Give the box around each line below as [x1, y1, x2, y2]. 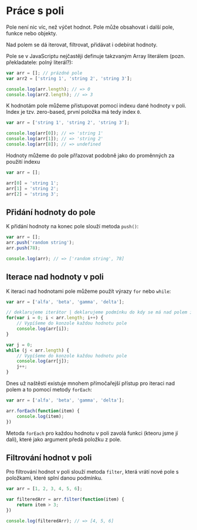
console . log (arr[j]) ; [16, 358, 69, 364]
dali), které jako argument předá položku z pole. [6, 436, 122, 443]
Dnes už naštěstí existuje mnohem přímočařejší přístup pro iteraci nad [6, 380, 175, 387]
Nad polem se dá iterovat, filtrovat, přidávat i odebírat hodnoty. [6, 41, 158, 48]
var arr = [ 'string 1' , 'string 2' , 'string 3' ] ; [6, 120, 130, 126]
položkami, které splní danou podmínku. [6, 474, 103, 482]
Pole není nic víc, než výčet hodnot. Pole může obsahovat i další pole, [6, 23, 175, 31]
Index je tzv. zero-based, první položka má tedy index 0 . [6, 109, 142, 116]
